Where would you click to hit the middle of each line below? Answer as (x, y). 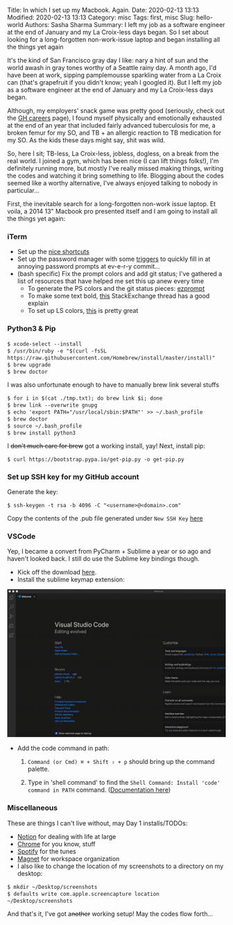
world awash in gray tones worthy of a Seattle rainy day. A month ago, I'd (112, 68)
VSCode (21, 536)
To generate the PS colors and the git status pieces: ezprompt (116, 289)
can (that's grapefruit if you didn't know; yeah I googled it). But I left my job (114, 82)
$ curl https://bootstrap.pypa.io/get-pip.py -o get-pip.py (96, 459)
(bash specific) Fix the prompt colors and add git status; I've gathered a (120, 274)
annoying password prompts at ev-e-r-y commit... (89, 266)
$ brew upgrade (29, 365)
